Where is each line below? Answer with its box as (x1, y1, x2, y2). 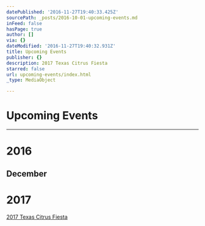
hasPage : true (6, 26, 43, 32)
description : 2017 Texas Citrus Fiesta (6, 60, 108, 66)
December (6, 169, 48, 179)
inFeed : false (6, 20, 43, 26)
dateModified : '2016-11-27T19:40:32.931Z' (6, 43, 116, 49)
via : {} (6, 37, 26, 43)
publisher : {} (6, 54, 43, 60)
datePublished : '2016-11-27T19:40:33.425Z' (6, 9, 119, 15)
